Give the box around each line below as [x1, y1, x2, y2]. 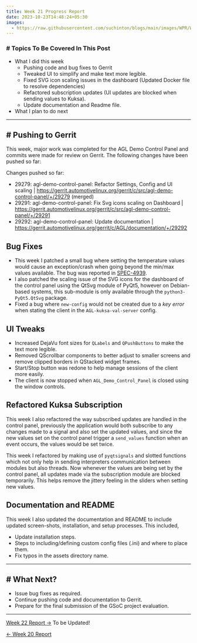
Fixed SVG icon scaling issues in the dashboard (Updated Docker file [23, 76, 190, 83]
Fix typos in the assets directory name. [14, 552, 109, 559]
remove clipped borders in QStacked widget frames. [14, 358, 141, 365]
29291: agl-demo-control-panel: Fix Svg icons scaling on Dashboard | [14, 199, 184, 207]
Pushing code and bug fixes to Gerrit [23, 64, 113, 71]
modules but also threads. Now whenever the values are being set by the [6, 464, 183, 471]
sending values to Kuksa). [23, 95, 86, 102]
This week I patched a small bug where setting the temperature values [14, 257, 185, 264]
